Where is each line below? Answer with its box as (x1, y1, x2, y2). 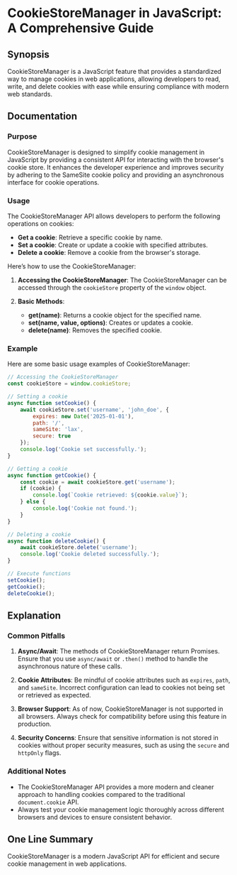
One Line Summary (7, 833, 93, 845)
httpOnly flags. (17, 749, 62, 757)
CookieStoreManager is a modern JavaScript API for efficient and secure (7, 852, 220, 861)
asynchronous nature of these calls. (17, 662, 122, 670)
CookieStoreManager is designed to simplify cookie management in (7, 148, 205, 156)
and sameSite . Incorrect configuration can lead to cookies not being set (17, 683, 225, 692)
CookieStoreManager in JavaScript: (7, 5, 222, 21)
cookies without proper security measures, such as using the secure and (17, 741, 230, 750)
